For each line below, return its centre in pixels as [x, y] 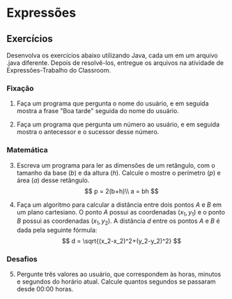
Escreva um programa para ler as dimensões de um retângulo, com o [116, 165]
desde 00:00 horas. [45, 289]
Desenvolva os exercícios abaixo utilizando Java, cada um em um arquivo [112, 55]
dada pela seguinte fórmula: [57, 230]
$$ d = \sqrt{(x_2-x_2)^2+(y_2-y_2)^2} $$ [122, 241]
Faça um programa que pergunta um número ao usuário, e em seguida [118, 124]
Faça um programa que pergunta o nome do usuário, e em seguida [113, 103]
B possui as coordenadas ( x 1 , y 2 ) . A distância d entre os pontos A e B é [118, 222]
